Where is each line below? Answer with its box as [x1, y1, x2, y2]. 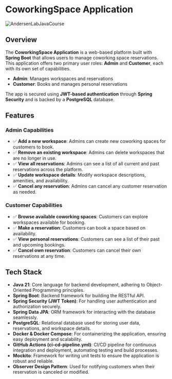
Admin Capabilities [5, 127, 54, 134]
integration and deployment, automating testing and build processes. [12, 347, 159, 353]
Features [5, 111, 34, 120]
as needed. [12, 189, 37, 195]
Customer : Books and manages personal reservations [12, 81, 128, 87]
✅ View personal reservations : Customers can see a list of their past [12, 236, 160, 242]
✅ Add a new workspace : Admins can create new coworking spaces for [12, 138, 166, 144]
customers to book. [12, 144, 54, 150]
